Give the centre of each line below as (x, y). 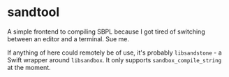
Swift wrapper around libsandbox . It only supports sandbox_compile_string (114, 59)
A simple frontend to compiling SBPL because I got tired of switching (106, 31)
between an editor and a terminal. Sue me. (68, 38)
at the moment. (29, 67)
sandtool (34, 12)
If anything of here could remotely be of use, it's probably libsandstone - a (114, 52)
